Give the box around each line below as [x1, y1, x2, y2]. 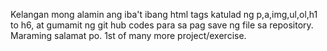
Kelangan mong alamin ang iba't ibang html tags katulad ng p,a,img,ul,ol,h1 [10, 9, 318, 20]
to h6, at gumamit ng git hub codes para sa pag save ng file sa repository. [10, 19, 314, 31]
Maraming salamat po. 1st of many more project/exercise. [10, 30, 247, 41]
